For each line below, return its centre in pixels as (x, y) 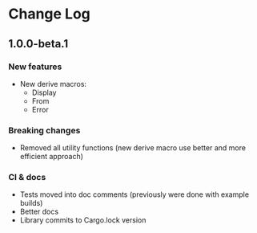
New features (35, 67)
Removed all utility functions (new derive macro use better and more (133, 148)
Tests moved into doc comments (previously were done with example (135, 194)
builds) (31, 203)
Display (44, 92)
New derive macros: (53, 84)
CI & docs (27, 178)
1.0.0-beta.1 (38, 44)
